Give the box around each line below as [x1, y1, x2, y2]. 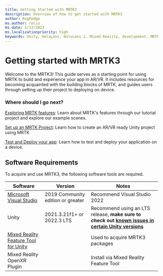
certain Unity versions [91, 223, 144, 230]
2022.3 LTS [44, 217, 72, 224]
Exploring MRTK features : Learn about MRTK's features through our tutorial [5, 110, 156, 116]
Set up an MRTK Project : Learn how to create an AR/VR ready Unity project [5, 124, 155, 130]
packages [91, 240, 114, 247]
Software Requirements [5, 158, 79, 167]
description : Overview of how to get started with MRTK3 [5, 12, 123, 17]
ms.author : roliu [5, 20, 40, 26]
